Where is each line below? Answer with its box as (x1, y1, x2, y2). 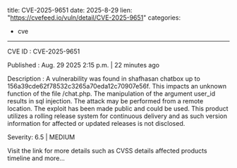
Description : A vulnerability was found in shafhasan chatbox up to (7, 75, 201, 83)
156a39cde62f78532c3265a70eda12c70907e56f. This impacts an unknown (7, 82, 227, 90)
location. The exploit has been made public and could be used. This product (7, 105, 229, 112)
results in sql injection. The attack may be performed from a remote (7, 97, 204, 105)
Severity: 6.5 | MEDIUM (7, 133, 75, 141)
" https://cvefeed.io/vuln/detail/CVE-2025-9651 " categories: (7, 13, 181, 22)
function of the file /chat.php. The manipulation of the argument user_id (7, 89, 216, 98)
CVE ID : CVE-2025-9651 (7, 47, 80, 56)
